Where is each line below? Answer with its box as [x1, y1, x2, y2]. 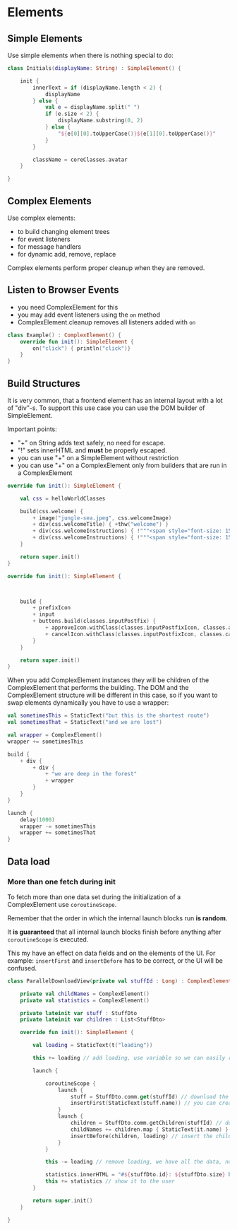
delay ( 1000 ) [20, 816, 55, 824]
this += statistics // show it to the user [44, 1178, 175, 1185]
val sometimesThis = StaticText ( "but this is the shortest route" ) [7, 712, 210, 720]
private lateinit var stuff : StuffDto [20, 1009, 138, 1017]
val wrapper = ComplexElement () [7, 732, 102, 739]
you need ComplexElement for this [17, 303, 119, 311]
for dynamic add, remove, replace [17, 250, 116, 258]
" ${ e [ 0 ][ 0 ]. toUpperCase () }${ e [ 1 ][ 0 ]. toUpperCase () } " [57, 130, 217, 137]
